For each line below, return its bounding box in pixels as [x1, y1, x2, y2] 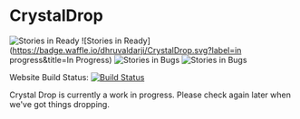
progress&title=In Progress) [9, 54, 112, 65]
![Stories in [81, 35, 122, 46]
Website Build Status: [9, 71, 89, 82]
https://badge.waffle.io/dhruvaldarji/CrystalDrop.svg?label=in [12, 44, 242, 55]
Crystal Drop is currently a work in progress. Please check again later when [9, 89, 292, 100]
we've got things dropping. [9, 98, 111, 109]
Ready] [123, 35, 151, 46]
